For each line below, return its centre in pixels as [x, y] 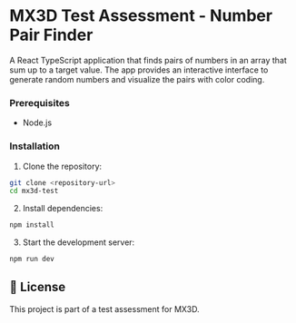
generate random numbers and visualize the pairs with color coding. [137, 79]
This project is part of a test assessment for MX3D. [104, 308]
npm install [32, 225]
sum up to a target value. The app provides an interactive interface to [139, 70]
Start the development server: [79, 242]
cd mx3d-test [34, 191]
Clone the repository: [62, 166]
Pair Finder [51, 35]
